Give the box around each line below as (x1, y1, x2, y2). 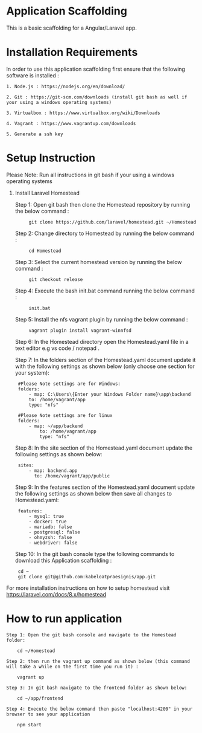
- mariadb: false (28, 524, 72, 530)
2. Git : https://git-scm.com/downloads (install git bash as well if (6, 94, 188, 100)
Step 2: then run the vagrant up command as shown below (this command (6, 658, 190, 664)
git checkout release (28, 276, 83, 282)
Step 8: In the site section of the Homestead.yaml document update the (14, 444, 193, 451)
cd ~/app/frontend (17, 695, 63, 702)
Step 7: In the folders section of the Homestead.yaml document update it (14, 356, 196, 363)
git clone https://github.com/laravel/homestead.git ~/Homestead (28, 219, 197, 225)
